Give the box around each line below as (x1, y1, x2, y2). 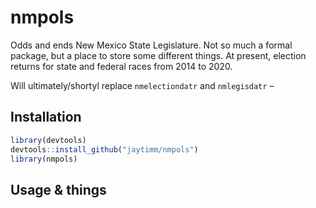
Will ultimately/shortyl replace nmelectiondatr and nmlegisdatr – (10, 79, 275, 91)
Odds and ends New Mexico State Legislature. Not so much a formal (10, 39, 293, 51)
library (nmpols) (10, 154, 78, 164)
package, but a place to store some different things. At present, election (10, 49, 307, 61)
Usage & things (10, 181, 107, 198)
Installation (10, 109, 82, 126)
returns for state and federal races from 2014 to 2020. (10, 60, 233, 72)
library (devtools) (10, 135, 87, 145)
